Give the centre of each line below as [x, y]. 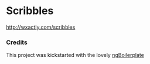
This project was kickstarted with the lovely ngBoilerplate [75, 55]
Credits [17, 42]
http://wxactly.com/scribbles [41, 27]
